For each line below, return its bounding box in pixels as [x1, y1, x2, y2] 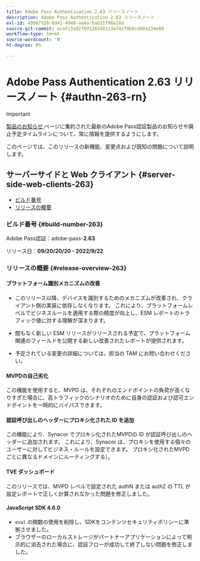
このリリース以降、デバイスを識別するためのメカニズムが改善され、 [14, 294, 182, 301]
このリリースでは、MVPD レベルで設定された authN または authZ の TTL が [6, 482, 191, 490]
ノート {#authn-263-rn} [26, 91, 147, 104]
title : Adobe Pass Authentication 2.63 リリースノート [6, 8, 139, 15]
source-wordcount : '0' [6, 37, 63, 43]
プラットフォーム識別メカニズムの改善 [6, 280, 100, 287]
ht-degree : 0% [6, 43, 42, 49]
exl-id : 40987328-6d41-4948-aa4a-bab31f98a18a [6, 20, 124, 26]
